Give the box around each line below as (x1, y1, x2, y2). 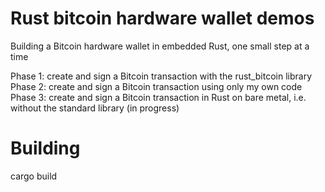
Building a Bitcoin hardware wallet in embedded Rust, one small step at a (10, 40, 310, 52)
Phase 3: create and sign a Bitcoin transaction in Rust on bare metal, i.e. (10, 91, 307, 103)
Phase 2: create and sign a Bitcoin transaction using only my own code (10, 80, 303, 92)
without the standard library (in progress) (10, 102, 180, 114)
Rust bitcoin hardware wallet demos (10, 7, 315, 30)
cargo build (10, 170, 58, 182)
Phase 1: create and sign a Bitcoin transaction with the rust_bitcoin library (10, 70, 313, 82)
